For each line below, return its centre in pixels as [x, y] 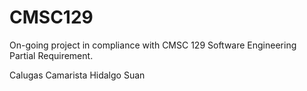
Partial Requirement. [51, 55]
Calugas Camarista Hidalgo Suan [77, 75]
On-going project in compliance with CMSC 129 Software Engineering [153, 45]
